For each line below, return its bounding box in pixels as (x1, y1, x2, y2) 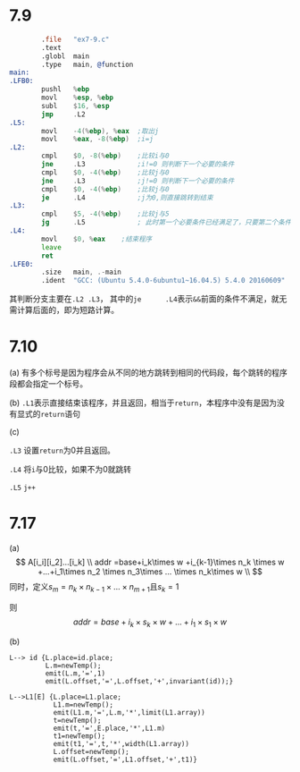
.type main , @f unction (41, 60, 134, 69)
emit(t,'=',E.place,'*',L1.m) (53, 724, 166, 733)
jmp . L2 (41, 109, 87, 119)
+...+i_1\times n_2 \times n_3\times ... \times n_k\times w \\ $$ (37, 566, 263, 577)
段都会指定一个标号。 (9, 378, 87, 389)
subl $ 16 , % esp (41, 101, 110, 110)
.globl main (41, 51, 90, 61)
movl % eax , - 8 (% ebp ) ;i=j (41, 135, 154, 144)
